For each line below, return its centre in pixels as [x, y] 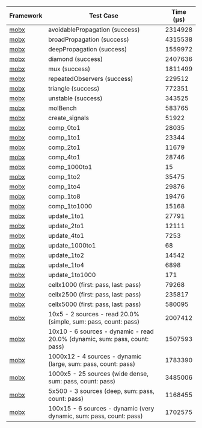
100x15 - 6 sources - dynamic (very [101, 408]
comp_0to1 [64, 128]
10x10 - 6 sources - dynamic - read [101, 331]
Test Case [104, 16]
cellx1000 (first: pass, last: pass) [94, 285]
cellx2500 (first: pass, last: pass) [94, 294]
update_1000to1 [72, 245]
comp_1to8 [64, 196]
